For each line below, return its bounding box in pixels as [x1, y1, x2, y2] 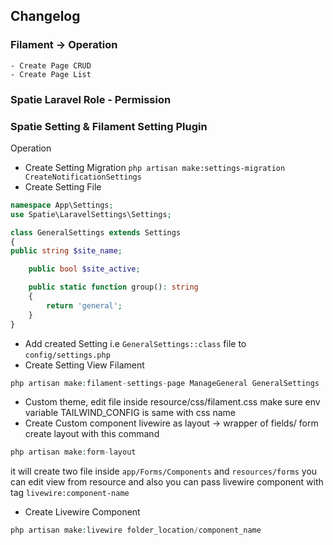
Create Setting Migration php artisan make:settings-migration [24, 161, 286, 173]
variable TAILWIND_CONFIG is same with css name [24, 407, 236, 419]
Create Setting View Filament [24, 359, 145, 371]
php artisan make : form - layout [10, 447, 137, 458]
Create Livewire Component [24, 506, 141, 518]
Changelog [10, 8, 81, 25]
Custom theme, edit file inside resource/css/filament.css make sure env [24, 396, 321, 408]
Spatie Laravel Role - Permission [10, 92, 172, 106]
